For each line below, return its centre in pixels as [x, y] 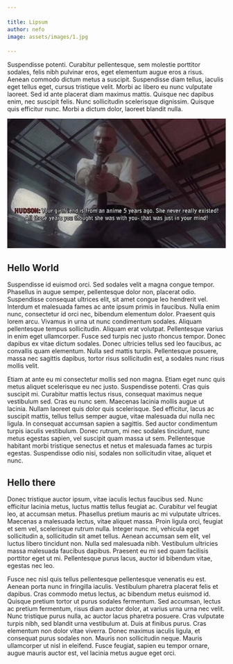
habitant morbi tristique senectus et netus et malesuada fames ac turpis [110, 446]
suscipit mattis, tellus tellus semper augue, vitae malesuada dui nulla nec [111, 416]
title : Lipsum [28, 22]
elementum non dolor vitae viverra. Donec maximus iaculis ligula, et [104, 631]
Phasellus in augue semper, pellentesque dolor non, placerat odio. [102, 292]
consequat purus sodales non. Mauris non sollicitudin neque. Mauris [105, 638]
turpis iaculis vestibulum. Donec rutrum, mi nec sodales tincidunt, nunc [109, 431]
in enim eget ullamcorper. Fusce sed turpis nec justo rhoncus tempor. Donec [116, 337]
